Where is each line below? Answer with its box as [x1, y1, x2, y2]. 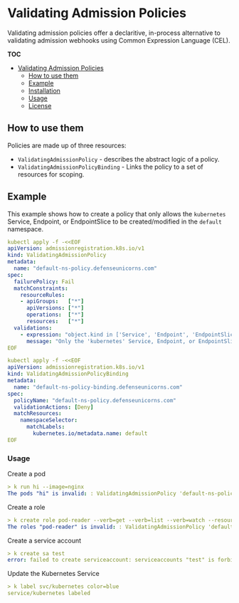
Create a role [7, 503, 46, 511]
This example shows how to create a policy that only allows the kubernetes [7, 209, 226, 218]
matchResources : [14, 410, 62, 417]
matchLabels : [26, 424, 65, 431]
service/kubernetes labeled [7, 589, 91, 597]
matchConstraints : [14, 285, 69, 292]
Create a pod [7, 470, 46, 478]
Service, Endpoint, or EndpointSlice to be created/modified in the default [7, 217, 222, 226]
